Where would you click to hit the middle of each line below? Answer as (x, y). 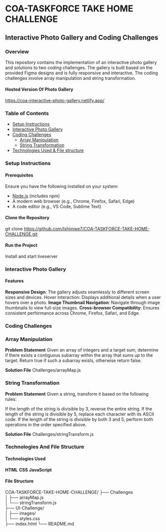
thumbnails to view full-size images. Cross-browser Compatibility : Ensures (82, 308)
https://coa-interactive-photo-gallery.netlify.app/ (55, 101)
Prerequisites (19, 175)
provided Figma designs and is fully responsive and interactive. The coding (82, 73)
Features (14, 281)
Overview (17, 52)
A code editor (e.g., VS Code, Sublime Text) (57, 206)
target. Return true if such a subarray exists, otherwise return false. (74, 360)
